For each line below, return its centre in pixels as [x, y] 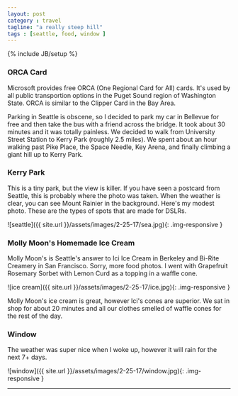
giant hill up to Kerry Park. [45, 154]
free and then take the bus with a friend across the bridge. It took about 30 [116, 124]
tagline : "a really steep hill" [55, 27]
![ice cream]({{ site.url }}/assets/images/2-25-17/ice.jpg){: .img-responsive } [119, 287]
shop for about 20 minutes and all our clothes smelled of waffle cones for [114, 309]
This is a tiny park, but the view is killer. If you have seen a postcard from [114, 188]
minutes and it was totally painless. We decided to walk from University [111, 131]
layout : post [27, 14]
